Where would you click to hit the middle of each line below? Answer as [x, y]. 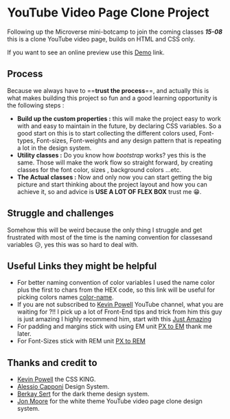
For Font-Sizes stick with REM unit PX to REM [81, 341]
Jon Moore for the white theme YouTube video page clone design [110, 401]
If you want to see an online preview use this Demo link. [86, 52]
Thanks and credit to [52, 363]
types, [26, 140]
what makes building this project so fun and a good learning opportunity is [112, 98]
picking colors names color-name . [66, 297]
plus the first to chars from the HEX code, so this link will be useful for [116, 290]
